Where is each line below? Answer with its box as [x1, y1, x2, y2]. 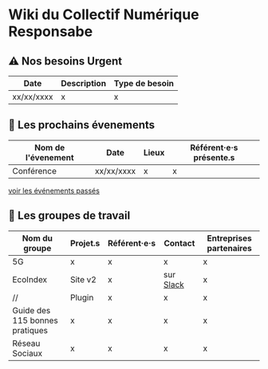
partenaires [207, 242, 253, 253]
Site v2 [70, 273, 97, 285]
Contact [163, 237, 195, 249]
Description [61, 78, 106, 88]
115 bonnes [12, 315, 58, 326]
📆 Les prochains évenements [8, 118, 156, 132]
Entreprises [207, 233, 253, 244]
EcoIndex [12, 273, 48, 285]
